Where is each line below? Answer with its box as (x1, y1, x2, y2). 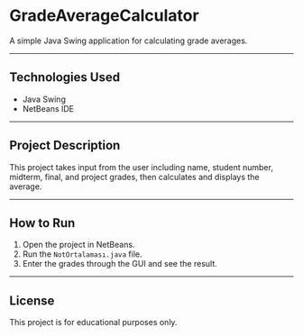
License (9, 293, 55, 308)
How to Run (9, 215, 76, 231)
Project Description (9, 138, 121, 153)
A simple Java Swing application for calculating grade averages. (9, 35, 248, 46)
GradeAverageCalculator (9, 5, 200, 26)
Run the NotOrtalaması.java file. (22, 249, 142, 259)
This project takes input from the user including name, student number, (9, 161, 273, 172)
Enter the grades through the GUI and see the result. (22, 259, 218, 269)
